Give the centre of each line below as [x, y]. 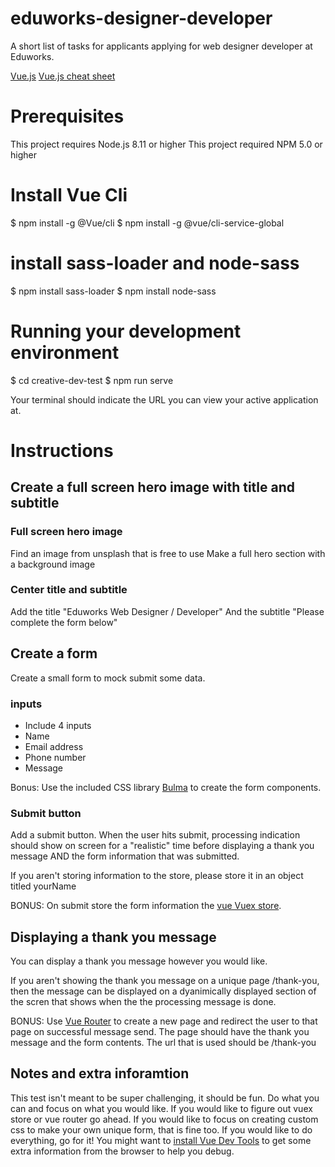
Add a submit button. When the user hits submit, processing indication [155, 835]
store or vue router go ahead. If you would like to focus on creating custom [164, 1119]
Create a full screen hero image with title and [153, 487]
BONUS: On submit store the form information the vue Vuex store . [146, 906]
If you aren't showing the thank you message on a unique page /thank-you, [165, 981]
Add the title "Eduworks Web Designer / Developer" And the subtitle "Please [167, 611]
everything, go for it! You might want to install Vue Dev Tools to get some [161, 1140]
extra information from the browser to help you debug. [122, 1151]
